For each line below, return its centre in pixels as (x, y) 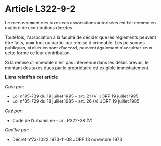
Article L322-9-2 (40, 9)
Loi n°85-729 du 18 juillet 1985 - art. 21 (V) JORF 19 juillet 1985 (75, 96)
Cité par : (14, 111)
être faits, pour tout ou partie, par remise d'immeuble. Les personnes (75, 42)
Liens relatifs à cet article (32, 77)
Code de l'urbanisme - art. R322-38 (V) (52, 120)
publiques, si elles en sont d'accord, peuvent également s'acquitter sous (79, 48)
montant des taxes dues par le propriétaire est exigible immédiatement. (77, 68)
